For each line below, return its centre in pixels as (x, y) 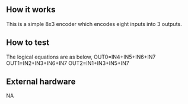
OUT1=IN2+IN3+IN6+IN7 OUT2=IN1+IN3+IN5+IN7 (68, 63)
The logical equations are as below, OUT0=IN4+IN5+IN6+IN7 (81, 57)
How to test (28, 43)
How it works (31, 10)
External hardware (41, 82)
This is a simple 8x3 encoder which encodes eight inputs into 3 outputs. (94, 24)
